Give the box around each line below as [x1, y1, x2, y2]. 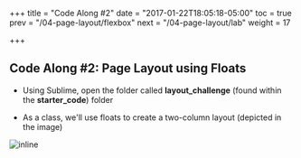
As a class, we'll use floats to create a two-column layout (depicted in [22, 112, 282, 123]
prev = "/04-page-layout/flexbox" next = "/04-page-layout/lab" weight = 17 [9, 17, 291, 28]
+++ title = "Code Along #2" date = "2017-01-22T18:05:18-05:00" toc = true [9, 8, 292, 18]
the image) [22, 121, 63, 132]
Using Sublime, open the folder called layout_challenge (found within [22, 85, 282, 96]
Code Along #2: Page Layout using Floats [9, 60, 247, 76]
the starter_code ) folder [22, 94, 114, 105]
